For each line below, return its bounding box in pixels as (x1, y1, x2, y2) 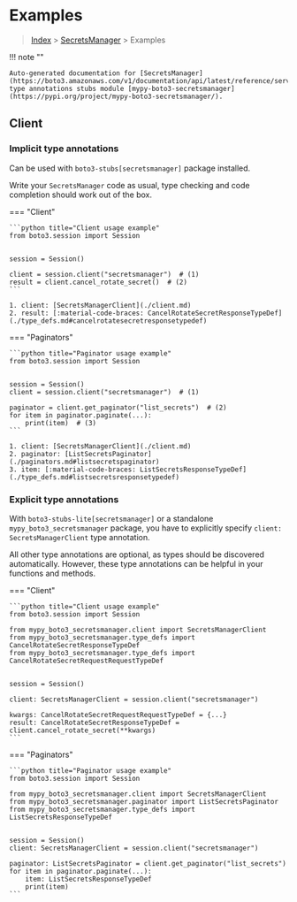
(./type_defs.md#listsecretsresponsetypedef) (9, 472, 179, 482)
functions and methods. (9, 568, 96, 578)
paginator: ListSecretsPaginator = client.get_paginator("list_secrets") (9, 859, 287, 868)
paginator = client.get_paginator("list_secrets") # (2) (9, 403, 227, 412)
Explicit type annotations (9, 493, 119, 505)
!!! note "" (9, 51, 44, 62)
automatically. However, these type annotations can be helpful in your (9, 558, 263, 569)
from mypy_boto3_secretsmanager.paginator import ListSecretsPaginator (9, 797, 278, 806)
